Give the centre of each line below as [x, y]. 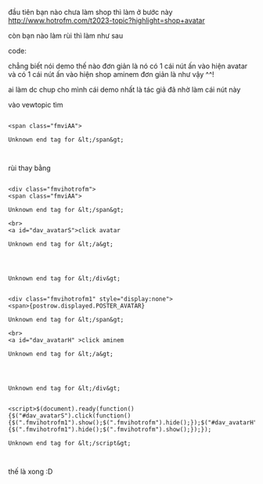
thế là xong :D [31, 471]
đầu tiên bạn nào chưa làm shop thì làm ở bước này [90, 12]
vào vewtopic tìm [36, 105]
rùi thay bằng [29, 168]
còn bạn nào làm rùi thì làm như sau [66, 36]
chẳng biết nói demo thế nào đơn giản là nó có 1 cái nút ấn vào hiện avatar [128, 66]
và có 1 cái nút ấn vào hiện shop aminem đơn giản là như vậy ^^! [111, 74]
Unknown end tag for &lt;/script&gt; [70, 443]
